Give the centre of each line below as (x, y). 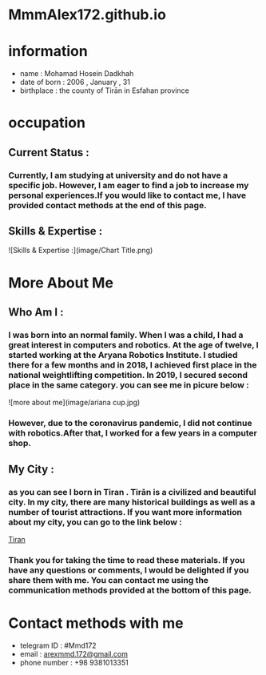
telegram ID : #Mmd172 (58, 645)
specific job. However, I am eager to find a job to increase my (129, 185)
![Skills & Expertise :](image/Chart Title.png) (81, 251)
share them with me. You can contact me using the (109, 580)
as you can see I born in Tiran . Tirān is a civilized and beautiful (133, 492)
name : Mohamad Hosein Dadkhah (77, 74)
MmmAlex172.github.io (87, 15)
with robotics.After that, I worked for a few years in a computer (133, 433)
